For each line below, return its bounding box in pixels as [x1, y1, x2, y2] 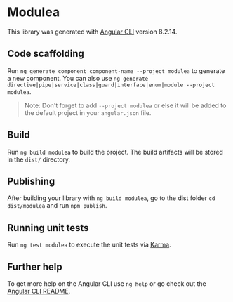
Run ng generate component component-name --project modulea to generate [7, 66, 225, 74]
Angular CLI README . [7, 287, 71, 295]
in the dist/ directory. [7, 155, 71, 164]
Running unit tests [7, 222, 89, 234]
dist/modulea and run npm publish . [7, 202, 107, 210]
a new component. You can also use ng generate [7, 74, 149, 82]
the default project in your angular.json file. [24, 108, 152, 117]
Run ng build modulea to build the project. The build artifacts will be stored [7, 147, 223, 156]
